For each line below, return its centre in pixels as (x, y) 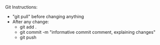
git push (28, 37)
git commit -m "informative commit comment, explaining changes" (88, 32)
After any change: (30, 22)
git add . (28, 27)
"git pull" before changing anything (48, 16)
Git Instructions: (21, 7)
